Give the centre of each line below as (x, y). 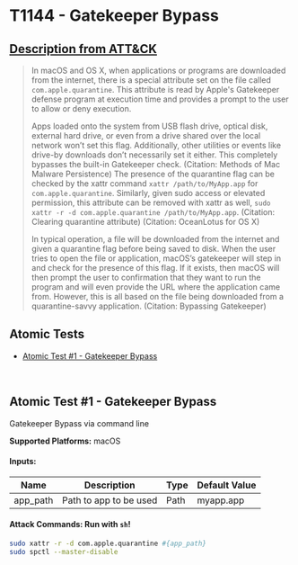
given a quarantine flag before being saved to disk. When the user (153, 249)
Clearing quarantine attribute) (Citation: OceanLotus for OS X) (145, 222)
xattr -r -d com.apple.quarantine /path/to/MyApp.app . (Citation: (153, 212)
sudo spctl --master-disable (64, 552)
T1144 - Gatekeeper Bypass (114, 16)
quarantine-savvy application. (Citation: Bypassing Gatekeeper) (149, 306)
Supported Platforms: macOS (65, 441)
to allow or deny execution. (81, 108)
